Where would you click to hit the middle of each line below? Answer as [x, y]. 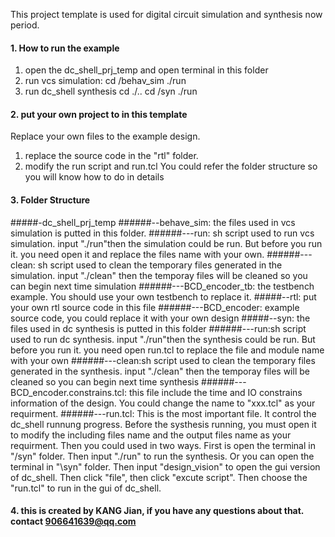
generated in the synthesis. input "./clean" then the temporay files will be [160, 371]
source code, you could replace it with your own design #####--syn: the [160, 318]
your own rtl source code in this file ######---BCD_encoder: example [155, 307]
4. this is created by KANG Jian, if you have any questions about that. [157, 511]
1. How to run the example [65, 48]
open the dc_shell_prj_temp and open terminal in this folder [146, 70]
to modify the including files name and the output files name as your [151, 435]
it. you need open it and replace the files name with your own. [137, 254]
